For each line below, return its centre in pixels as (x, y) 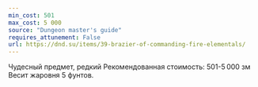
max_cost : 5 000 (35, 23)
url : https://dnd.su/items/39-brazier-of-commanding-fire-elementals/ (127, 45)
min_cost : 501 (32, 15)
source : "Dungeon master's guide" (65, 30)
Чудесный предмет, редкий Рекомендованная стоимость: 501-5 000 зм (129, 67)
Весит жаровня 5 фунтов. (51, 75)
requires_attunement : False (55, 37)
